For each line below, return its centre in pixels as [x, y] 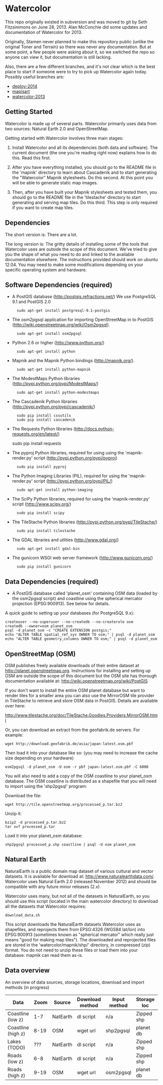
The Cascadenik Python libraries [45, 401]
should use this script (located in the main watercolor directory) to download [81, 901]
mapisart [21, 91]
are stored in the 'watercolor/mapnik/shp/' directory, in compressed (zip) [78, 945]
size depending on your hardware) [40, 758]
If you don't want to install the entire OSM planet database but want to [75, 690]
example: [14, 735]
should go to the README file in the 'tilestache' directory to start [76, 197]
